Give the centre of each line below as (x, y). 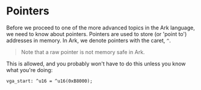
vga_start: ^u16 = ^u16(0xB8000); (50, 81)
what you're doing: (29, 70)
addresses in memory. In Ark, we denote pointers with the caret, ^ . (89, 40)
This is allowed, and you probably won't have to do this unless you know (96, 64)
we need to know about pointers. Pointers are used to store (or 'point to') (97, 34)
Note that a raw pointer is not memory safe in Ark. (83, 52)
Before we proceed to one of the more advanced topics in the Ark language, (101, 28)
